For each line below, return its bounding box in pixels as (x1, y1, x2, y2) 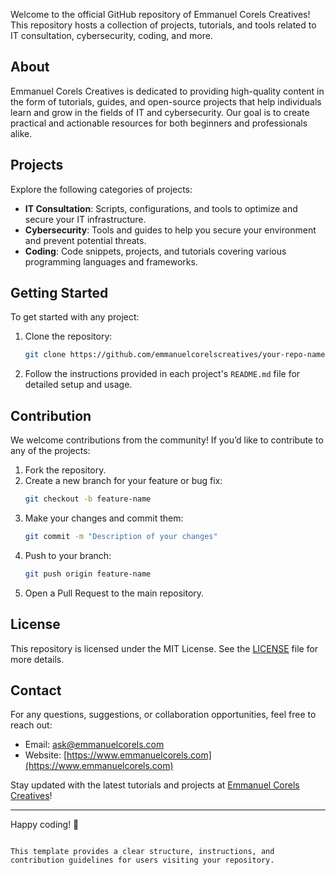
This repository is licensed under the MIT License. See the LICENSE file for (10, 642, 319, 654)
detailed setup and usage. (24, 379, 133, 391)
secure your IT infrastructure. (24, 213, 147, 225)
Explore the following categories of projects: (10, 183, 193, 195)
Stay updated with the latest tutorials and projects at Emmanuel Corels (10, 779, 300, 791)
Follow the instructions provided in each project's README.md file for (24, 368, 301, 380)
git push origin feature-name (24, 569, 152, 579)
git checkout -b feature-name (24, 494, 152, 504)
